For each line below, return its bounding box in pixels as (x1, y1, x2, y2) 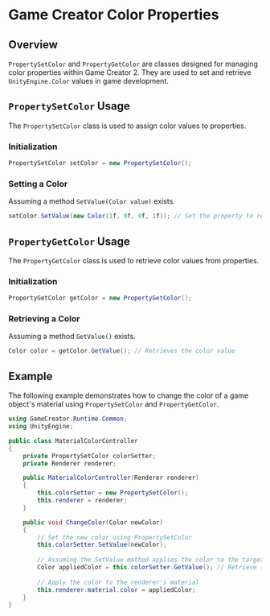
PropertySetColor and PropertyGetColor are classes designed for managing (8, 59, 259, 68)
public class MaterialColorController (8, 436, 138, 444)
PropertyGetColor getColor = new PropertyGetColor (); (8, 294, 193, 303)
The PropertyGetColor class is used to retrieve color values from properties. (8, 255, 260, 265)
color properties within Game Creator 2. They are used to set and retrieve (8, 68, 252, 77)
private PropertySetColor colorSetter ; (22, 452, 157, 460)
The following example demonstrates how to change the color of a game (8, 391, 249, 400)
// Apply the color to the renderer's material (37, 578, 199, 586)
